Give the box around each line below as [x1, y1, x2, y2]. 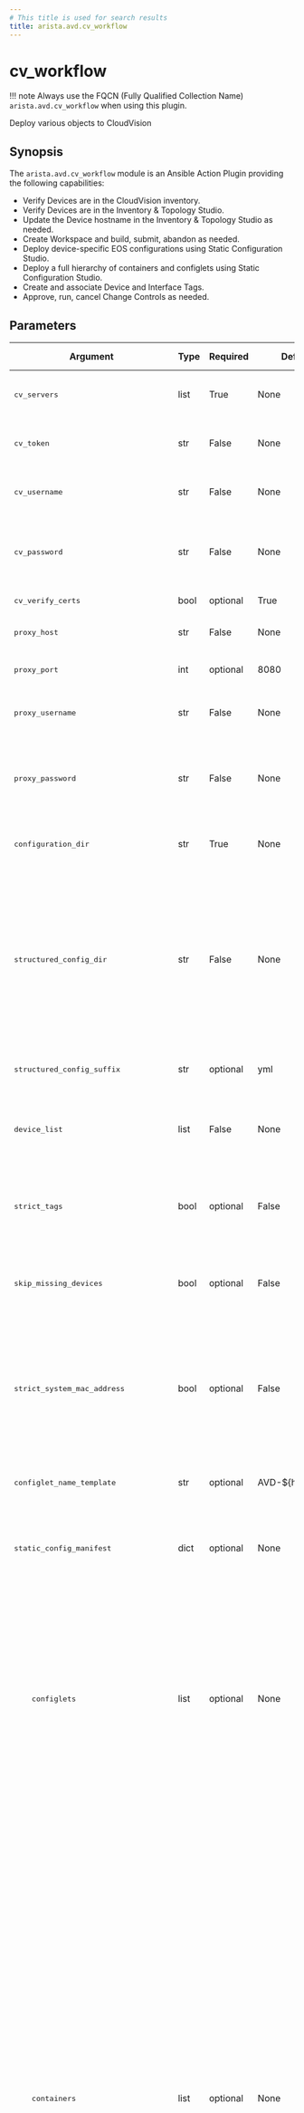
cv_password [14, 547, 63, 557]
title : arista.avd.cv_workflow [9, 22, 128, 31]
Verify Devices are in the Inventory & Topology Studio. [22, 205, 224, 216]
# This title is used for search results [9, 13, 168, 23]
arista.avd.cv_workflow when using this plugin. [9, 101, 187, 111]
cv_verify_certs [14, 595, 81, 605]
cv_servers [14, 389, 59, 399]
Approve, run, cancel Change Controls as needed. [22, 292, 210, 303]
